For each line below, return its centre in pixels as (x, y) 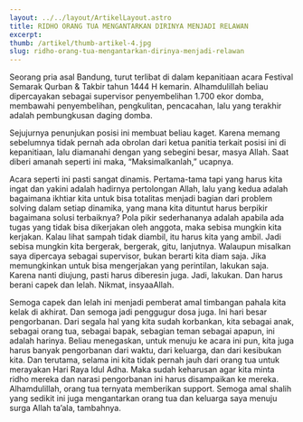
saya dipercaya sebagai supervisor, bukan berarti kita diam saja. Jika (138, 256)
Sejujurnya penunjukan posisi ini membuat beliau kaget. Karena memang (145, 133)
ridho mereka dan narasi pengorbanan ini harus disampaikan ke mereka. (144, 380)
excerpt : (26, 34)
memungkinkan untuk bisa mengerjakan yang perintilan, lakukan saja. (139, 266)
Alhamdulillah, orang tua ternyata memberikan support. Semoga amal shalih (151, 389)
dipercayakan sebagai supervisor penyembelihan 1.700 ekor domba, (137, 97)
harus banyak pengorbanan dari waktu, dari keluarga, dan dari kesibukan (146, 351)
